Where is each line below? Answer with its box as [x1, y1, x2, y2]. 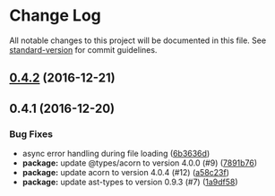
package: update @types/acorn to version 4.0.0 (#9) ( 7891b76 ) [21, 158, 258, 168]
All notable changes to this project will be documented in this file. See [9, 35, 267, 46]
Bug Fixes [9, 127, 54, 140]
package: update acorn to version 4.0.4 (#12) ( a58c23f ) [21, 167, 230, 178]
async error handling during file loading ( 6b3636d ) [21, 149, 211, 159]
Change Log [9, 5, 101, 26]
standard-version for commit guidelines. [9, 44, 158, 55]
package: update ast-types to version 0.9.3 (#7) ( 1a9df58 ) [21, 176, 239, 188]
